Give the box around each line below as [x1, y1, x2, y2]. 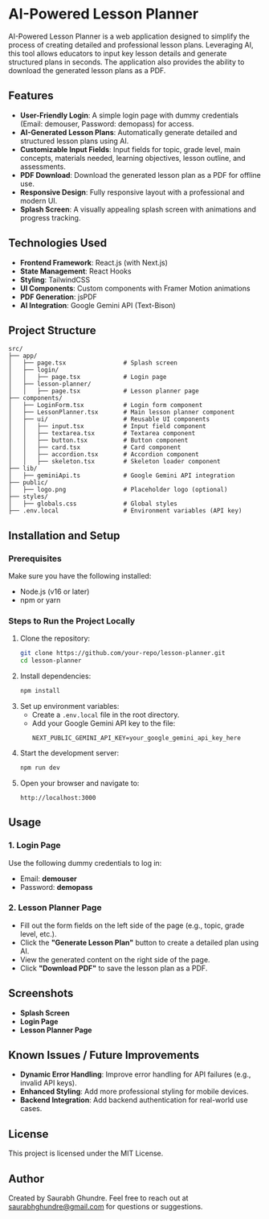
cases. [19, 1104, 43, 1114]
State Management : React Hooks [19, 266, 132, 276]
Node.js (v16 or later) [19, 587, 90, 596]
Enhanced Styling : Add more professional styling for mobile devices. [19, 1087, 249, 1097]
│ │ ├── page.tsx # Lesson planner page [8, 387, 199, 395]
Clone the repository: [19, 633, 91, 644]
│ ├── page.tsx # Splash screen [8, 359, 178, 367]
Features [8, 89, 54, 103]
